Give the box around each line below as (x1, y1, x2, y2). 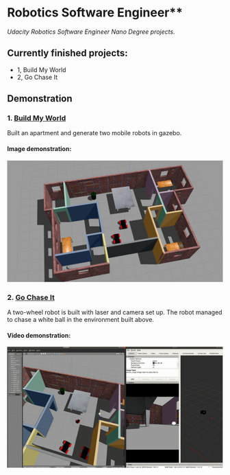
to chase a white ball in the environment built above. (7, 315, 154, 323)
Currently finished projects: (7, 47, 128, 59)
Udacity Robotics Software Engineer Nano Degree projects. (7, 27, 176, 36)
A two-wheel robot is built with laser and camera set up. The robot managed (7, 308, 222, 316)
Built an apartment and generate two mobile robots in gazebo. (7, 129, 182, 137)
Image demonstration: (7, 145, 72, 153)
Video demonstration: (7, 331, 71, 339)
